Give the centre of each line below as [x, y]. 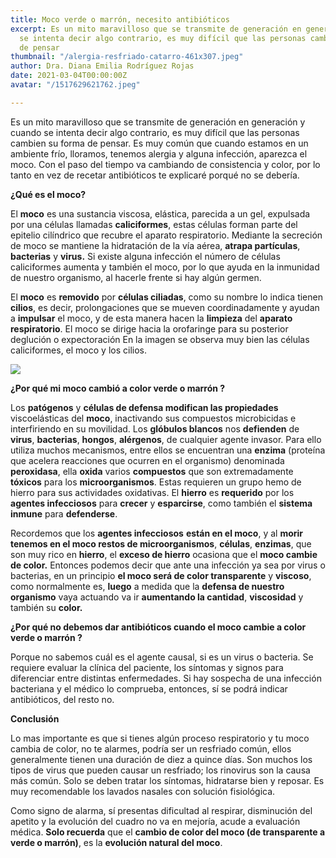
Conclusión [35, 718]
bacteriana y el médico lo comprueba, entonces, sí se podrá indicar [149, 688]
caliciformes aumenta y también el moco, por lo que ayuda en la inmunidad [165, 267]
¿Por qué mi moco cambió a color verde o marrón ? [118, 388]
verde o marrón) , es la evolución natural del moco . [116, 842]
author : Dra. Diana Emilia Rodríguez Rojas [102, 66]
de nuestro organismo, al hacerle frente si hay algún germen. [136, 277]
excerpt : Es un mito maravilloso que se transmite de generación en [156, 29]
